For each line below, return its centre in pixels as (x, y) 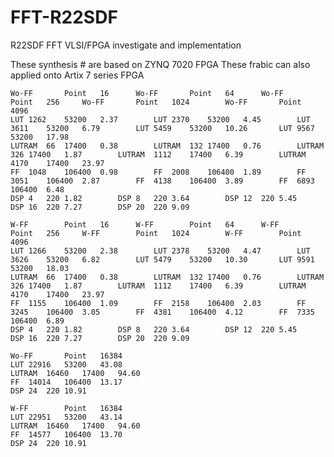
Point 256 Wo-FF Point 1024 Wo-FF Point (156, 102)
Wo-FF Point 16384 (66, 356)
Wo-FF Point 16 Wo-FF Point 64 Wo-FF (147, 93)
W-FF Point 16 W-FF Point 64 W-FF (145, 224)
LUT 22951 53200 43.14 (66, 417)
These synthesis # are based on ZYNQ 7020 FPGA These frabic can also (160, 64)
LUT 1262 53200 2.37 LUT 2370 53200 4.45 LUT (160, 119)
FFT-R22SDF (64, 17)
